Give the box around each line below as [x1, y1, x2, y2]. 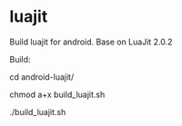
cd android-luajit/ [9, 71, 75, 82]
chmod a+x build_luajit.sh [9, 89, 106, 100]
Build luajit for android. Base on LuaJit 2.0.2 [9, 36, 173, 47]
